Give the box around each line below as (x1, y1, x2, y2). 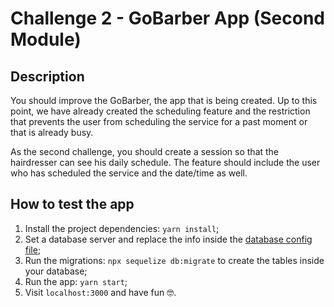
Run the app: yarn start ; (24, 275, 128, 287)
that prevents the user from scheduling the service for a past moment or (10, 116, 308, 127)
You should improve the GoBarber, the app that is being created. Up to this (10, 95, 318, 106)
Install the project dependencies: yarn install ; (24, 222, 220, 234)
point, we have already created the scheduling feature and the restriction (10, 105, 311, 117)
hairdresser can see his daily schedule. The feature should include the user (10, 157, 321, 168)
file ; (24, 243, 42, 256)
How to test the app (10, 196, 135, 213)
